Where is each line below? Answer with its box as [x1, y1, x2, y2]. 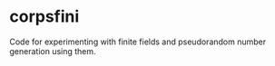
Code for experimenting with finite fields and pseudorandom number [9, 36, 266, 47]
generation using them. [9, 45, 97, 56]
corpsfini [9, 6, 80, 27]
